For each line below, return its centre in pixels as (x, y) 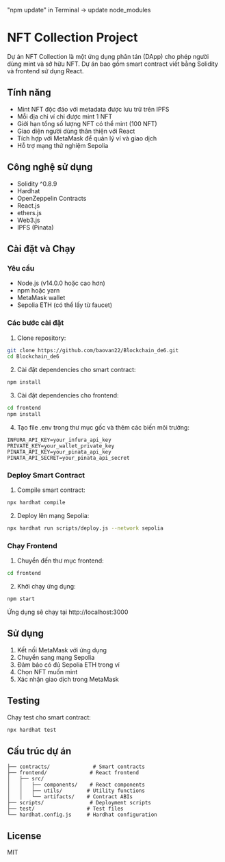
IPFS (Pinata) (35, 227)
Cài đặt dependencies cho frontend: (68, 395)
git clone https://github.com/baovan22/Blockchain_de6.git (93, 350)
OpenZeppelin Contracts (52, 198)
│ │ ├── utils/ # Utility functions (76, 791)
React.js (28, 206)
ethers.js (29, 212)
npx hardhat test (32, 730)
